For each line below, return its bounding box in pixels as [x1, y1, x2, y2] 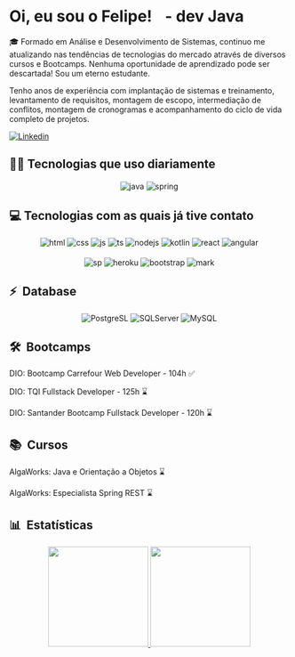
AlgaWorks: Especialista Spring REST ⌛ [9, 487, 153, 498]
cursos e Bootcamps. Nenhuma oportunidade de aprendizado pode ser [9, 58, 270, 69]
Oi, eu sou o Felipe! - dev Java [9, 6, 244, 27]
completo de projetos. [9, 113, 91, 124]
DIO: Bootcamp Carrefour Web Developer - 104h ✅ [9, 368, 195, 378]
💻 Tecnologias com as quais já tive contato [9, 207, 254, 223]
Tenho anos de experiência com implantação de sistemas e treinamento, [9, 85, 275, 95]
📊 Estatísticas [9, 518, 93, 533]
